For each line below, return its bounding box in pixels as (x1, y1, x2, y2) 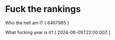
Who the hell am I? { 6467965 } (5, 20, 70, 26)
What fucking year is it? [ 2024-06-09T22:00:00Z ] (5, 29, 111, 35)
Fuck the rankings (5, 3, 81, 15)
